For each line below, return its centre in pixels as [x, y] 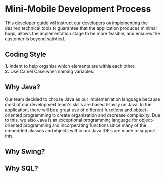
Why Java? [23, 87]
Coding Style [26, 54]
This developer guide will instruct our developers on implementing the [77, 23]
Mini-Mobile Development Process [78, 9]
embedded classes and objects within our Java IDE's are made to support [81, 130]
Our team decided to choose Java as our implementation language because [82, 99]
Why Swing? [25, 151]
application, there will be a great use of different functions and [69, 110]
